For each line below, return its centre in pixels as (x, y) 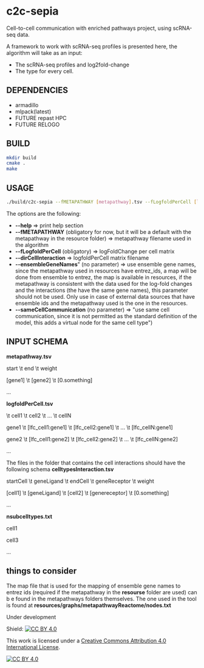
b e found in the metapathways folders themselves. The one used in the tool (102, 599)
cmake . (16, 163)
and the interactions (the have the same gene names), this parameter (101, 290)
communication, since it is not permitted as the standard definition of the (106, 316)
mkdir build (21, 158)
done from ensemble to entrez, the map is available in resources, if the (104, 277)
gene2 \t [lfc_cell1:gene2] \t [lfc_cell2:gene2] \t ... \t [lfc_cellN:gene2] (92, 439)
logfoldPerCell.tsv (30, 403)
